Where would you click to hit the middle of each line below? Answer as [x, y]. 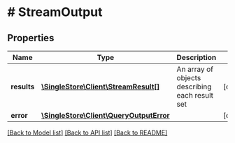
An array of [195, 69]
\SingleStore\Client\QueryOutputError [105, 115]
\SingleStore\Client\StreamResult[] [100, 86]
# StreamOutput [55, 12]
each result [195, 95]
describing [194, 86]
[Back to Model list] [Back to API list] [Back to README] [87, 133]
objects [189, 78]
